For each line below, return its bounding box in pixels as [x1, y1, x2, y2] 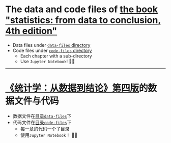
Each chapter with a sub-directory [20, 52, 93, 59]
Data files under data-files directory [12, 42, 91, 48]
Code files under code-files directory [12, 47, 92, 53]
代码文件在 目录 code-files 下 [12, 119, 72, 125]
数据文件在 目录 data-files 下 [12, 113, 72, 119]
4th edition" [5, 25, 58, 37]
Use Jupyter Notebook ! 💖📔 [20, 58, 75, 64]
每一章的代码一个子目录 [20, 126, 70, 132]
